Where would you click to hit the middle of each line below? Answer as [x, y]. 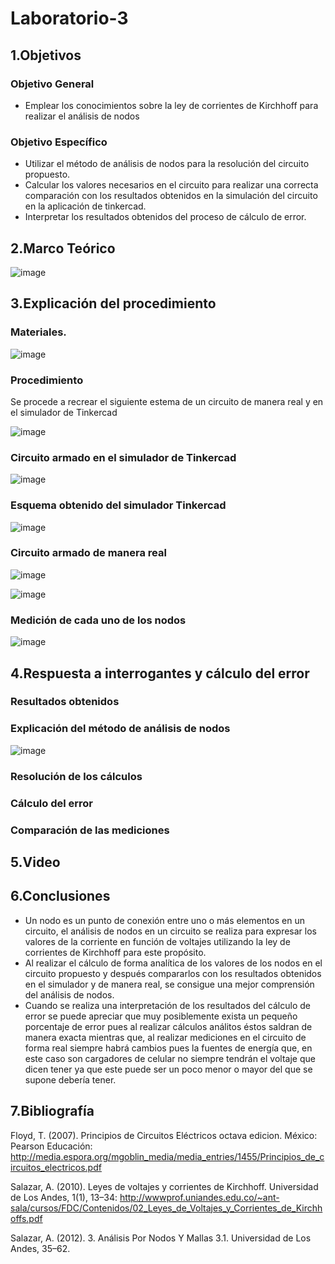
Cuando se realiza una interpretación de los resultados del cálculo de [167, 1005]
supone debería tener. [70, 1079]
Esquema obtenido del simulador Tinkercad [118, 505]
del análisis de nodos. [69, 994]
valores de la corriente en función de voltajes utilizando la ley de [157, 941]
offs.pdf [26, 1218]
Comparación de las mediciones [90, 830]
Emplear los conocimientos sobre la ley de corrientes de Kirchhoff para [171, 105]
